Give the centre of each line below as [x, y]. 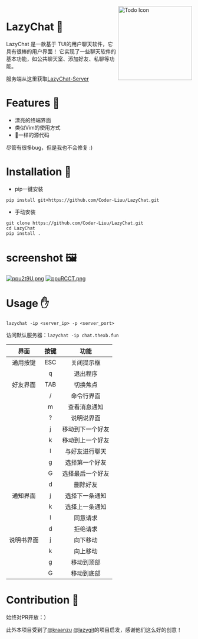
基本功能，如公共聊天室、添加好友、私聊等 [58, 59]
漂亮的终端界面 [33, 120]
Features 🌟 [33, 103]
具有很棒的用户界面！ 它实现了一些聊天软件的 [61, 51]
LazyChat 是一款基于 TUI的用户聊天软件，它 [60, 44]
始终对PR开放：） [27, 617]
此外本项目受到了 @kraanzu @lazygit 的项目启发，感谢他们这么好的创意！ [94, 630]
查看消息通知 [86, 406]
